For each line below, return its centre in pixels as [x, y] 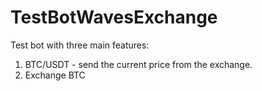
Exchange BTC [55, 75]
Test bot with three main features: [80, 45]
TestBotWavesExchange [114, 17]
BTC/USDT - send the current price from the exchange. [138, 64]
